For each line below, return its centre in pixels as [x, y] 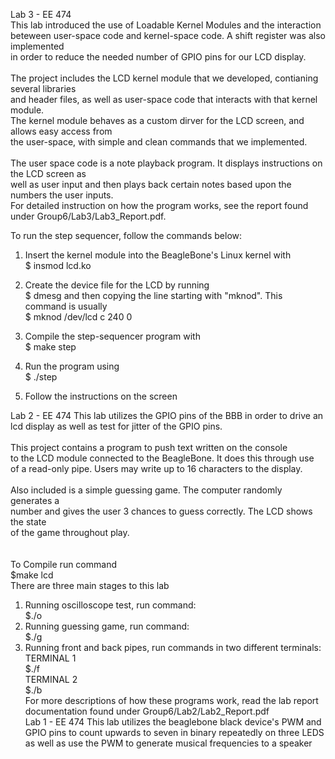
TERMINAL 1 [50, 658]
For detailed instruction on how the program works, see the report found [159, 205]
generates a [35, 500]
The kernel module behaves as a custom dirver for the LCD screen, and [157, 120]
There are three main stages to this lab [90, 585]
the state [28, 522]
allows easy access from [61, 131]
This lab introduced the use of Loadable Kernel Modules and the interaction [166, 25]
